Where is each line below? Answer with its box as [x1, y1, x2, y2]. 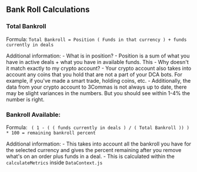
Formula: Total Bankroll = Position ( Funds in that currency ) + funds [6, 35, 187, 43]
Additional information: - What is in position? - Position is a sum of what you [6, 52, 190, 59]
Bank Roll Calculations [6, 5, 90, 15]
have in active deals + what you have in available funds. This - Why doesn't [6, 58, 189, 65]
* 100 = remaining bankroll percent [6, 130, 96, 136]
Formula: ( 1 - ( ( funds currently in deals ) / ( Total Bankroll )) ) [6, 123, 190, 131]
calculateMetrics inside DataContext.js [6, 158, 103, 166]
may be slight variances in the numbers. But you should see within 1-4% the [6, 89, 191, 96]
